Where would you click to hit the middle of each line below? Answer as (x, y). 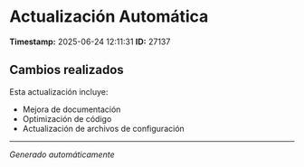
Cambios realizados (66, 70)
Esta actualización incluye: (59, 91)
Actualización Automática (109, 17)
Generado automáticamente (62, 154)
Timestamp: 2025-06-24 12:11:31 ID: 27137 (90, 42)
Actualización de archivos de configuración (104, 128)
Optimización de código (67, 118)
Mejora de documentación (71, 109)
